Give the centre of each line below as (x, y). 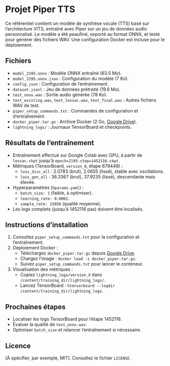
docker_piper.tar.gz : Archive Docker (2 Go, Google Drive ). (75, 121)
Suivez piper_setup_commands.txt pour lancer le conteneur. (82, 264)
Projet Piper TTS (40, 9)
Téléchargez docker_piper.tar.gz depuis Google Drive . (78, 253)
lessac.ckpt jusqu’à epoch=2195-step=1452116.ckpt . (66, 160)
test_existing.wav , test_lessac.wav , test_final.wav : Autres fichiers (84, 100)
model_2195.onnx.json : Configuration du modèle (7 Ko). (71, 78)
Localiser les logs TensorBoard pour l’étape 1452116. (67, 319)
